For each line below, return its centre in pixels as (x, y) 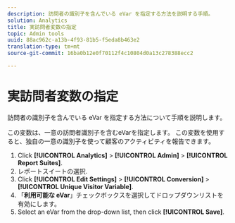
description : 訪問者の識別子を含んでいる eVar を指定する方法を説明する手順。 (110, 14)
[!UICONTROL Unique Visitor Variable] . (75, 186)
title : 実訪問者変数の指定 (42, 27)
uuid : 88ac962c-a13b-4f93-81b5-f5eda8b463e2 (74, 40)
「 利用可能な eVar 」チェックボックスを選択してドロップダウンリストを (120, 195)
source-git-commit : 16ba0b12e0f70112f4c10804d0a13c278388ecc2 (100, 54)
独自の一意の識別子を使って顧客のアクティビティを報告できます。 (120, 141)
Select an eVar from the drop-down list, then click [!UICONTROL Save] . (121, 212)
